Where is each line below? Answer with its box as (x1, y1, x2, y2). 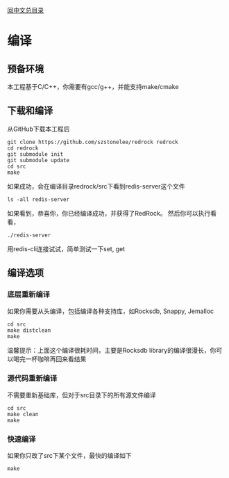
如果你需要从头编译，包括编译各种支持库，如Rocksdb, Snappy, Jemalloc (7, 307, 214, 315)
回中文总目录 (7, 6, 44, 14)
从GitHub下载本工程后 (7, 125, 70, 133)
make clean (7, 411, 39, 417)
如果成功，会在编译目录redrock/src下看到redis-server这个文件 (7, 182, 185, 190)
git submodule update (7, 157, 70, 164)
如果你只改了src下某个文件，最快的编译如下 (7, 452, 132, 460)
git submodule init (7, 150, 64, 158)
